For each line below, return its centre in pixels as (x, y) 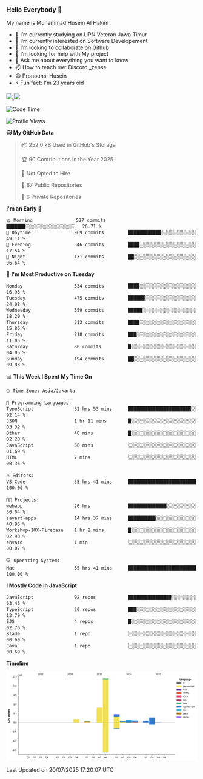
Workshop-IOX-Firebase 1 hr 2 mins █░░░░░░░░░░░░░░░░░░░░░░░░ (101, 530)
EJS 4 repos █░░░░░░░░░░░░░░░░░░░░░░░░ (101, 622)
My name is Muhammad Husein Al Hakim (58, 23)
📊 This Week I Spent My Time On (49, 377)
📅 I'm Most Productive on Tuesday (51, 274)
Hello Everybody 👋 (34, 10)
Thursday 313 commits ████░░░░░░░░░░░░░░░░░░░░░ (101, 323)
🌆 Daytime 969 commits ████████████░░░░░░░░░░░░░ (101, 233)
